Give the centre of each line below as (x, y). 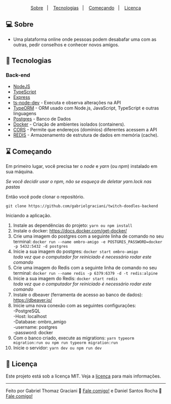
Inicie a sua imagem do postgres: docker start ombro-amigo (76, 251)
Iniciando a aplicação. (29, 216)
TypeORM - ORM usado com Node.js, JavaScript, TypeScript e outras (86, 108)
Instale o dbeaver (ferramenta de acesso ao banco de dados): (78, 295)
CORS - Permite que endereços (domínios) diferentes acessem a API (85, 129)
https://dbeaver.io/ (32, 300)
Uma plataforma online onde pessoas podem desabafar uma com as (85, 39)
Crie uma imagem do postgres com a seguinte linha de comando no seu (88, 236)
